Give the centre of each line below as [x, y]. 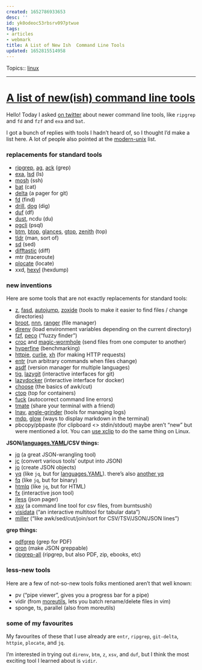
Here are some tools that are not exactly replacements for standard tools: [97, 299]
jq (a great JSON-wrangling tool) [55, 455]
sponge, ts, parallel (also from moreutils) [65, 608]
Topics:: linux [23, 68]
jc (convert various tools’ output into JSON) [69, 461]
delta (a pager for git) [41, 193]
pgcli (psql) [29, 225]
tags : [13, 29]
